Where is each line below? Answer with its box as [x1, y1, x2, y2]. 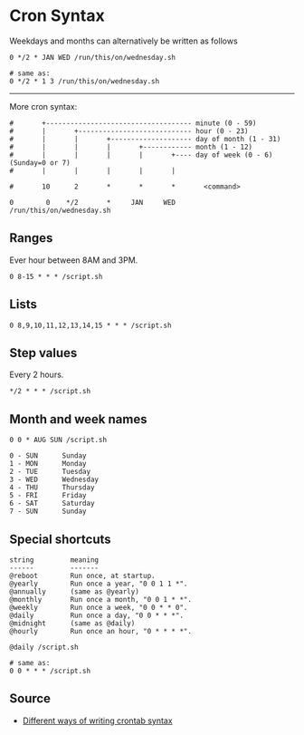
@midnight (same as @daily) [9, 619, 136, 628]
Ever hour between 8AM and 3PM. [9, 255, 138, 266]
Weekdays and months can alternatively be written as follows [9, 35, 238, 46]
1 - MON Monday [9, 459, 88, 469]
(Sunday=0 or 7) [9, 158, 71, 168]
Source [9, 691, 52, 707]
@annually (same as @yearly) [9, 587, 140, 596]
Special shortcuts [9, 531, 111, 546]
